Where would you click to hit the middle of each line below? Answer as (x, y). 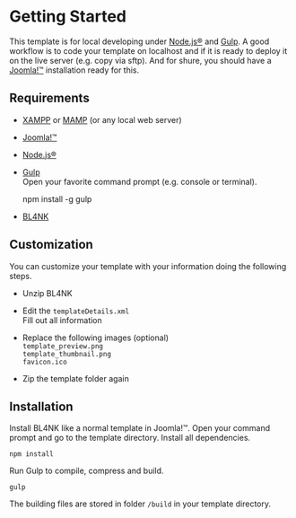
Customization (52, 245)
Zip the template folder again (76, 378)
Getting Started (68, 17)
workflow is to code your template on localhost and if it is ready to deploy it (148, 50)
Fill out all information (62, 320)
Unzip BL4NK (48, 293)
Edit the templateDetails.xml (76, 311)
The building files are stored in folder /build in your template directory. (140, 504)
